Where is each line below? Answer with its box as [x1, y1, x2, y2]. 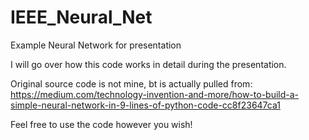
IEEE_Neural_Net [10, 6, 153, 29]
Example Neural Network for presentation [10, 39, 182, 51]
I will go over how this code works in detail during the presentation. [10, 58, 287, 70]
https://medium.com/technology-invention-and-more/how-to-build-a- [10, 88, 300, 100]
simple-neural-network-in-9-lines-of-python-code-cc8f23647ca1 [10, 99, 281, 111]
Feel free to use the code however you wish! [10, 118, 193, 130]
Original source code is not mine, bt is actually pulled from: [10, 77, 253, 90]
